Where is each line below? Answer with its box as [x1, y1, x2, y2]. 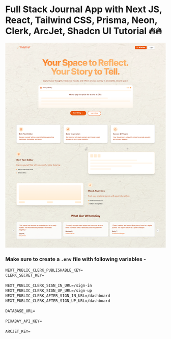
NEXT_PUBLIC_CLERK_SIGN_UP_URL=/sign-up [5, 288, 93, 294]
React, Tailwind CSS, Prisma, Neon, [5, 14, 158, 26]
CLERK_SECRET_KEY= [5, 273, 44, 278]
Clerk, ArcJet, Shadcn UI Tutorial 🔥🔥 [5, 25, 162, 37]
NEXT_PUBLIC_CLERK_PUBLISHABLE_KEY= [5, 268, 83, 273]
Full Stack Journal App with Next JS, [5, 4, 162, 15]
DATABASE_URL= [5, 308, 36, 314]
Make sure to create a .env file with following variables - [5, 255, 147, 263]
